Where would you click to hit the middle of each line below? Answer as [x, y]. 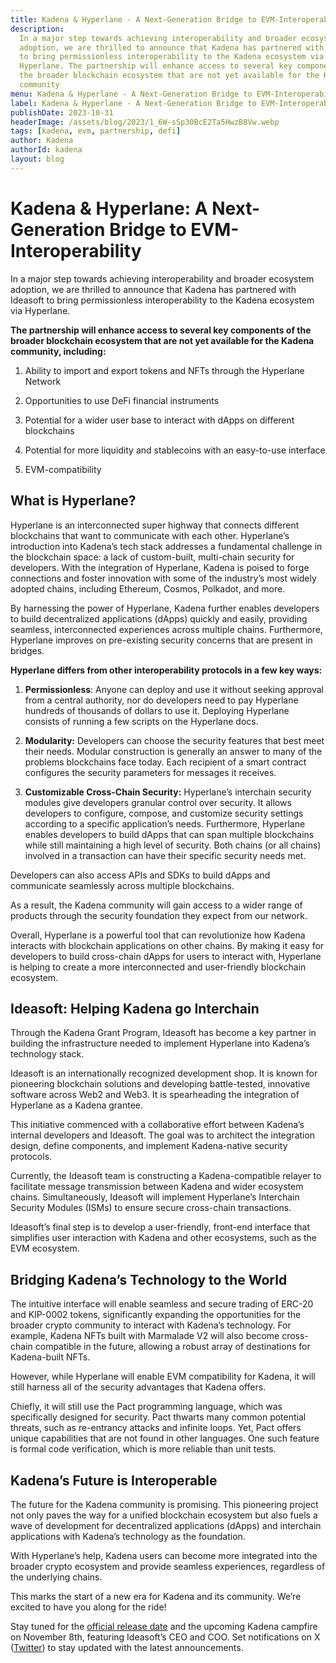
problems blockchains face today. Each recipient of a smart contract [165, 762]
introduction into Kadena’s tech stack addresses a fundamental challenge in [166, 546]
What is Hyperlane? [73, 501]
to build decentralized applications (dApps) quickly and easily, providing [159, 618]
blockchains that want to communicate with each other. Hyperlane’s [150, 535]
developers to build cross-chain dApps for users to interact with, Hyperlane [166, 956]
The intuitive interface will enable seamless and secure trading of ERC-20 [162, 1304]
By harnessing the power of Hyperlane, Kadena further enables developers [165, 608]
